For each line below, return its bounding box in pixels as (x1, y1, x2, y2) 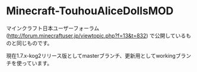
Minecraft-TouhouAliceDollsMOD (6, 4, 174, 18)
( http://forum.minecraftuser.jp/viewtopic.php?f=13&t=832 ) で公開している (6, 32, 186, 39)
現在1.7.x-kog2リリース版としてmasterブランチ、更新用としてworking (6, 52, 176, 59)
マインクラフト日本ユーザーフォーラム (6, 24, 100, 32)
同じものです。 (16, 39, 53, 46)
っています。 (21, 60, 52, 67)
